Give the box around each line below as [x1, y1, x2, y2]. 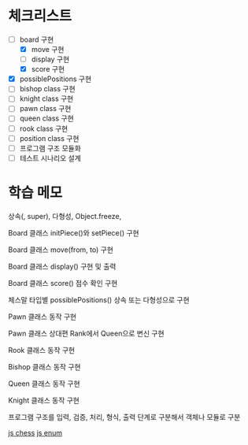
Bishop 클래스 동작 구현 [8, 362, 81, 371]
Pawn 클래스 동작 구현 [8, 312, 77, 321]
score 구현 [31, 65, 65, 74]
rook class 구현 [19, 124, 68, 133]
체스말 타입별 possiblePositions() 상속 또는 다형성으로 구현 [8, 295, 191, 304]
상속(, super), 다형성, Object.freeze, [8, 211, 122, 221]
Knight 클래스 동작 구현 [8, 395, 80, 405]
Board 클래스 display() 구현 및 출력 [8, 261, 117, 271]
